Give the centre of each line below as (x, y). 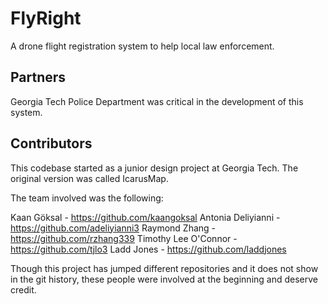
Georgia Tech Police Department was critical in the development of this (157, 101)
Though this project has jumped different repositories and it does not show (164, 268)
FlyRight (46, 18)
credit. (23, 289)
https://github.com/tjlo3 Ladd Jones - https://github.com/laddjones (148, 249)
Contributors (51, 143)
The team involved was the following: (87, 198)
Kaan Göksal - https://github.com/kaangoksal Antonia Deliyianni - (145, 217)
